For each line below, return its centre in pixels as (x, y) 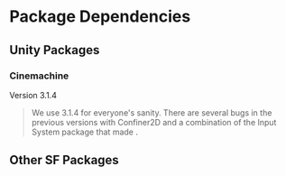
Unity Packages (55, 50)
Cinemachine (39, 76)
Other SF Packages (64, 160)
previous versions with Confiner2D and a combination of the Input (154, 122)
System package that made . (84, 132)
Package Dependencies (100, 17)
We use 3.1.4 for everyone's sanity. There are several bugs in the (152, 112)
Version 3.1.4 (33, 95)
